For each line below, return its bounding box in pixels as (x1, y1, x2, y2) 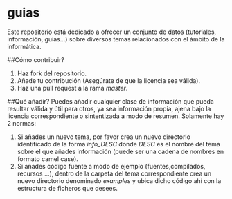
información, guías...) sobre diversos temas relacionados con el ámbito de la (7, 35, 225, 43)
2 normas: (7, 119, 37, 127)
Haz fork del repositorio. (17, 69, 87, 77)
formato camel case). (17, 154, 78, 163)
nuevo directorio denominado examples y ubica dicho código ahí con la (17, 176, 222, 184)
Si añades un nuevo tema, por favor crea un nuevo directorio (17, 133, 190, 141)
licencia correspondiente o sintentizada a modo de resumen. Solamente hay (7, 112, 224, 120)
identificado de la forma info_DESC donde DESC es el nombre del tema (17, 140, 220, 148)
